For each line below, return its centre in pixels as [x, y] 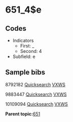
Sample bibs [25, 72]
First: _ [27, 46]
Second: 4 [31, 51]
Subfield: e [24, 56]
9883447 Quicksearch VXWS [36, 94]
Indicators [23, 40]
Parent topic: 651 [23, 114]
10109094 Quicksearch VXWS [37, 104]
